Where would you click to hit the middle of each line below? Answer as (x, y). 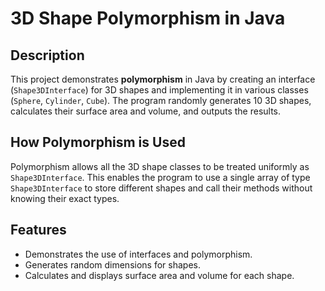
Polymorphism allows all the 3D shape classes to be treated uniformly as (160, 166)
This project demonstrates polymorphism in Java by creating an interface (163, 79)
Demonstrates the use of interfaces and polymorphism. (138, 254)
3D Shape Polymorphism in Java (148, 18)
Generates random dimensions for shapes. (112, 264)
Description (47, 55)
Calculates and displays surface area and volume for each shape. (159, 275)
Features (38, 230)
